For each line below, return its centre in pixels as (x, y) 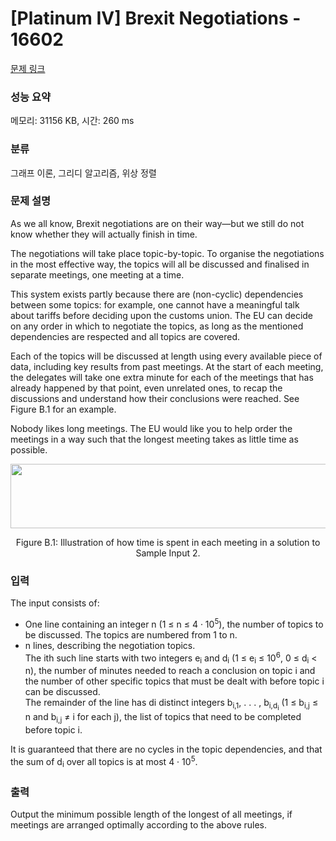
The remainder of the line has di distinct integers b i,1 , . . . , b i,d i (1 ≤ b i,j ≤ (171, 704)
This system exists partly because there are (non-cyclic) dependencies (157, 294)
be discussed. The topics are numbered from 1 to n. (131, 634)
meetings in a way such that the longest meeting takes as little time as (154, 439)
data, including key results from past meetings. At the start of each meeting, (167, 366)
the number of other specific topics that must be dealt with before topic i (174, 681)
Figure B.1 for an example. (63, 409)
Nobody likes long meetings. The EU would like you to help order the (151, 428)
